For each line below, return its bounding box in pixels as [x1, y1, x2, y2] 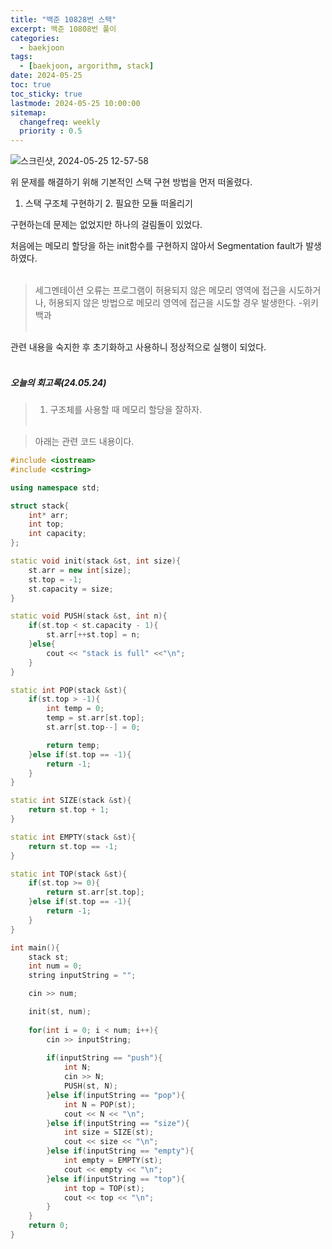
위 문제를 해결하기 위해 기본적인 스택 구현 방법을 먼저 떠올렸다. [10, 176, 253, 188]
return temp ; [46, 740, 101, 750]
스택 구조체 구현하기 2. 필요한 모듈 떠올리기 [24, 197, 193, 210]
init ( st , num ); [28, 1007, 92, 1017]
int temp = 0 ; [46, 704, 105, 714]
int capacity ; [28, 529, 87, 539]
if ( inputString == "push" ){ [46, 1053, 163, 1063]
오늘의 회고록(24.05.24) [10, 376, 107, 388]
